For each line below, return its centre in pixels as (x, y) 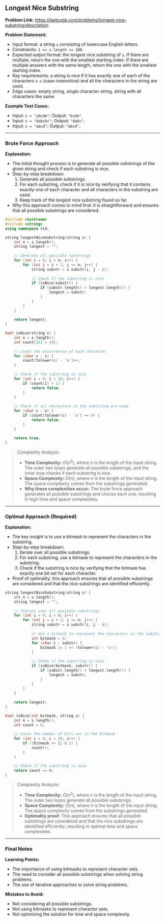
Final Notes (19, 849)
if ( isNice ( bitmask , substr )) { (64, 666)
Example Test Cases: (27, 106)
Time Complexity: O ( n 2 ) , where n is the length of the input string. (91, 794)
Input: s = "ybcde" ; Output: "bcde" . (47, 115)
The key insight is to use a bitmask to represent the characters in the (82, 537)
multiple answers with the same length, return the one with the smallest (84, 65)
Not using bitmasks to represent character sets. (60, 909)
